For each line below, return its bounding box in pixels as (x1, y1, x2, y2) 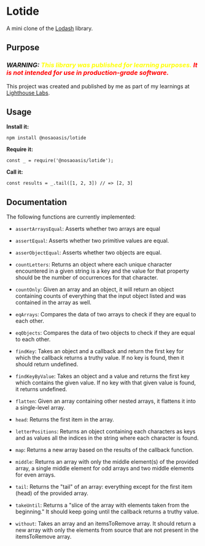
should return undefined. (15, 361, 79, 368)
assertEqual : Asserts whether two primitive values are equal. (15, 237, 169, 244)
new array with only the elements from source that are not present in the (15, 526, 199, 534)
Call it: (6, 168, 23, 176)
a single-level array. (15, 404, 66, 411)
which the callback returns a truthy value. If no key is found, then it (15, 354, 184, 362)
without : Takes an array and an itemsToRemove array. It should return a (15, 520, 196, 528)
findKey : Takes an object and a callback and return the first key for (15, 348, 184, 355)
